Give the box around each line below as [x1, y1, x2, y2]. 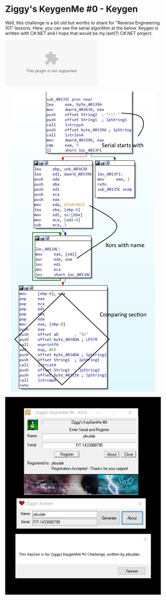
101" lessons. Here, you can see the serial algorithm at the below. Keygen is [5, 25, 159, 31]
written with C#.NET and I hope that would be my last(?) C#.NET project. [5, 30, 153, 36]
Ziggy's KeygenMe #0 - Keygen [5, 3, 138, 15]
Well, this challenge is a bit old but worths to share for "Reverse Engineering [5, 20, 160, 26]
